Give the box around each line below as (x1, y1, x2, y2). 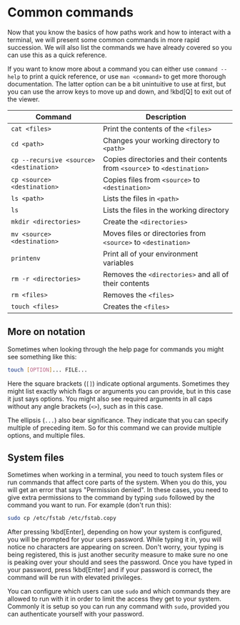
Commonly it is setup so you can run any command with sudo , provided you (7, 602, 230, 611)
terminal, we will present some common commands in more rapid (7, 35, 200, 44)
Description (145, 111, 187, 121)
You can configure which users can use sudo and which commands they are (7, 587, 231, 596)
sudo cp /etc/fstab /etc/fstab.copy (7, 515, 116, 522)
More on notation (7, 326, 86, 338)
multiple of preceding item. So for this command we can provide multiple (7, 423, 221, 432)
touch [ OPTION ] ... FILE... (7, 366, 88, 374)
